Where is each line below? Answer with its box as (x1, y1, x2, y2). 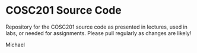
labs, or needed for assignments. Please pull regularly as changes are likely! (5, 29, 192, 36)
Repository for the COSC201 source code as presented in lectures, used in (5, 23, 188, 30)
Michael (5, 41, 25, 48)
